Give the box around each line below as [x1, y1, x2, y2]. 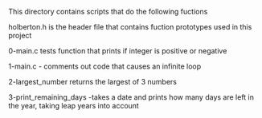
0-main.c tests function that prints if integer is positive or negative [8, 46, 227, 55]
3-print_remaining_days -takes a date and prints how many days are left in [8, 92, 255, 102]
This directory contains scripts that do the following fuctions [8, 7, 208, 16]
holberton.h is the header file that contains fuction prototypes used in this [8, 22, 252, 31]
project [8, 31, 32, 40]
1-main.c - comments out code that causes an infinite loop [8, 61, 202, 71]
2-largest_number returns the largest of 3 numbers [8, 77, 177, 86]
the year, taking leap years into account [8, 101, 139, 110]
